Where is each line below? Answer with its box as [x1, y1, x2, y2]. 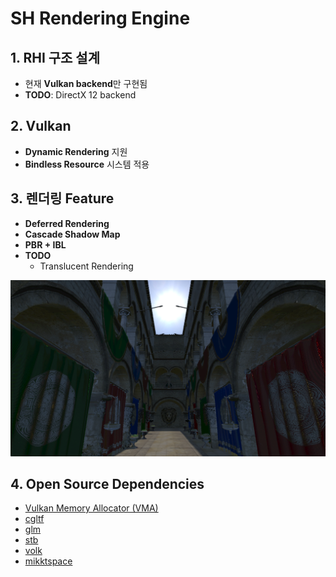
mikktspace [24, 555, 73, 567]
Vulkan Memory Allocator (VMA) [24, 502, 159, 514]
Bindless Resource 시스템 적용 [24, 158, 150, 170]
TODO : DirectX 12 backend [24, 89, 137, 101]
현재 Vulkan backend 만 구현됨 [24, 78, 148, 89]
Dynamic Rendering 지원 [24, 145, 128, 157]
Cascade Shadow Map [24, 228, 121, 240]
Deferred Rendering [24, 217, 110, 229]
